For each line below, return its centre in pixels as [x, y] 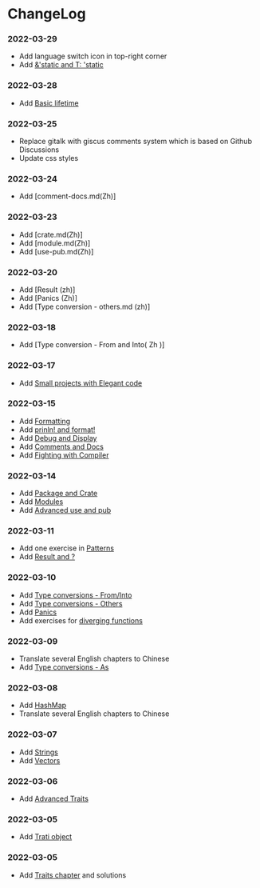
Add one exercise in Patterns [67, 548]
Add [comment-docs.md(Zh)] [67, 196]
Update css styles [49, 158]
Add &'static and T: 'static [61, 65]
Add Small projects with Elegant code [81, 383]
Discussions [39, 150]
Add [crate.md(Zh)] [51, 234]
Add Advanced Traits [54, 798]
